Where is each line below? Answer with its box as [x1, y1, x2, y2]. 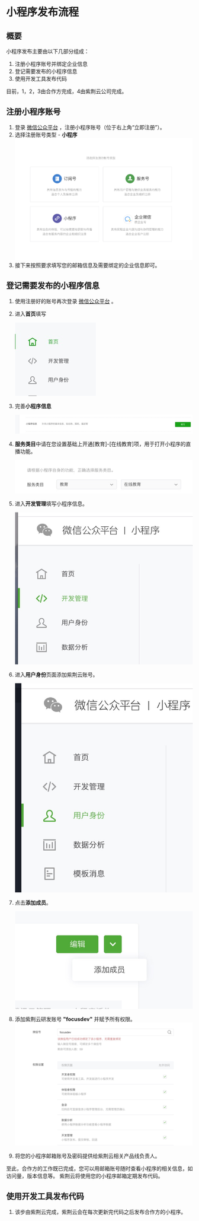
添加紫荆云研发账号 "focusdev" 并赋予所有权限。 [14, 1016, 136, 1023]
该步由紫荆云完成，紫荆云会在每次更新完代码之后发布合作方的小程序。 [14, 1208, 187, 1215]
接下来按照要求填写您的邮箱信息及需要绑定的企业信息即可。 [14, 262, 161, 269]
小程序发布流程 [6, 5, 79, 19]
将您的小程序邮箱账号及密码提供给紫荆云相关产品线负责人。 [14, 1152, 161, 1160]
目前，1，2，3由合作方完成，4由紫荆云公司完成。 [6, 88, 127, 95]
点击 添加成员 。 [14, 899, 52, 907]
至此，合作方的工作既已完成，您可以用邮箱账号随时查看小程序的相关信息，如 [6, 1165, 193, 1172]
